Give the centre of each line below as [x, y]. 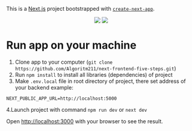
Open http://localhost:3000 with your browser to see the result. [85, 121]
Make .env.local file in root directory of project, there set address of [100, 81]
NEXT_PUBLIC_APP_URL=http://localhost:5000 [62, 99]
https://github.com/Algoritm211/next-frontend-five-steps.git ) [95, 68]
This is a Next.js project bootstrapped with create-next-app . [81, 9]
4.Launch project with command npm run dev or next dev [77, 109]
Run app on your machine [71, 45]
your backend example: [44, 87]
